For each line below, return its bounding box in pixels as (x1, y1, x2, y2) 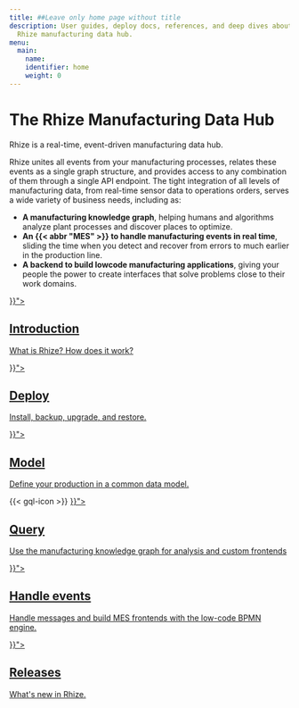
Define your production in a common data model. (9, 479, 190, 489)
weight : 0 (25, 71, 62, 80)
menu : (9, 37, 29, 47)
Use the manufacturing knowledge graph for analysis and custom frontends (9, 546, 287, 556)
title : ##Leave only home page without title (9, 12, 181, 22)
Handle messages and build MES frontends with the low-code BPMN (9, 612, 262, 623)
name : (25, 54, 46, 63)
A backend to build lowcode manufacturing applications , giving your (21, 259, 280, 270)
